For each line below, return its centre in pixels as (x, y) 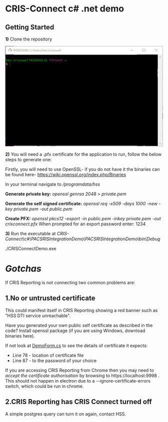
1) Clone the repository (29, 39)
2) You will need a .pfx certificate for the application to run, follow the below (83, 154)
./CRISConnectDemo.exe (31, 248)
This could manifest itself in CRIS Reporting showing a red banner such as (81, 310)
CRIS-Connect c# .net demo (64, 9)
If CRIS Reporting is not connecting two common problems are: (70, 282)
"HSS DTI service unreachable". (38, 316)
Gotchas (23, 269)
